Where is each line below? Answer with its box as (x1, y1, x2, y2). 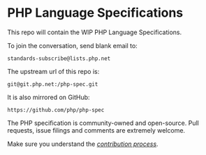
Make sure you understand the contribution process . (7, 140, 159, 148)
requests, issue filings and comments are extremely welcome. (7, 126, 186, 134)
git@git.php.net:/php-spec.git (7, 80, 98, 88)
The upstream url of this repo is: (7, 67, 100, 75)
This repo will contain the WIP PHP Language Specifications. (7, 28, 182, 36)
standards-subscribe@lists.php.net (7, 54, 111, 62)
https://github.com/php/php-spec (7, 106, 105, 113)
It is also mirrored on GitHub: (7, 93, 90, 101)
